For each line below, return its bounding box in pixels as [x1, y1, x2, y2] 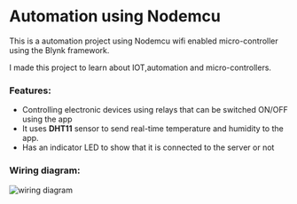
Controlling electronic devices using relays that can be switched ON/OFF [21, 105, 288, 115]
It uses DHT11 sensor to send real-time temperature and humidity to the [21, 123, 284, 134]
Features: [9, 84, 51, 97]
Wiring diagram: [9, 164, 81, 177]
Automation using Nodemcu [9, 6, 222, 27]
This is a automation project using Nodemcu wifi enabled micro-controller [9, 35, 279, 46]
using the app [21, 114, 73, 125]
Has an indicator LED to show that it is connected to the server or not [21, 142, 275, 153]
